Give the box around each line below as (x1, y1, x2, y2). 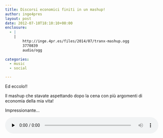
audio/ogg (22, 48, 42, 52)
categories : (5, 57, 29, 62)
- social (9, 66, 27, 71)
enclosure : (5, 25, 27, 30)
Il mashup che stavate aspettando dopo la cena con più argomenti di (5, 93, 143, 99)
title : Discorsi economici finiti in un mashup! (5, 7, 106, 12)
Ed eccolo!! (5, 84, 28, 89)
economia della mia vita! (5, 98, 54, 103)
